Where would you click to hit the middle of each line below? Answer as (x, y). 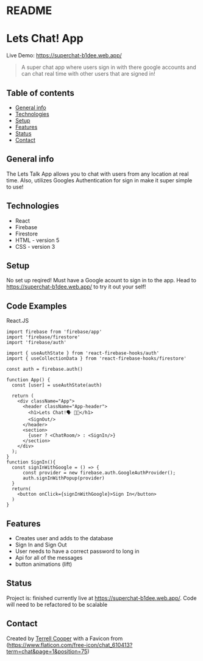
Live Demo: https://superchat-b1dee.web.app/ (64, 55)
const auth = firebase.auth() (45, 370)
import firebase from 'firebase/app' (54, 332)
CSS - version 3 (35, 246)
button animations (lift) (44, 564)
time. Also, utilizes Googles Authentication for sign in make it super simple (99, 180)
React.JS (18, 321)
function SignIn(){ (31, 462)
